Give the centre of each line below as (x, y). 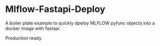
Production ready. (24, 38)
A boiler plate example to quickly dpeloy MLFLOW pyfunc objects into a (80, 23)
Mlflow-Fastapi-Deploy (55, 9)
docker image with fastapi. (33, 28)
